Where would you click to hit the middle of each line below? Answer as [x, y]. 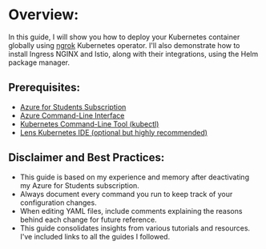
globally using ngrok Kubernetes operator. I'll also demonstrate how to [124, 45]
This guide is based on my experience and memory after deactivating [135, 177]
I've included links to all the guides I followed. [95, 236]
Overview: [44, 15]
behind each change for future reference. [89, 219]
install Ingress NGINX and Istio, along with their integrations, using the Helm [133, 54]
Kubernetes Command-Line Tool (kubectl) [89, 124]
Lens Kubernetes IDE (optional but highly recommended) [114, 132]
